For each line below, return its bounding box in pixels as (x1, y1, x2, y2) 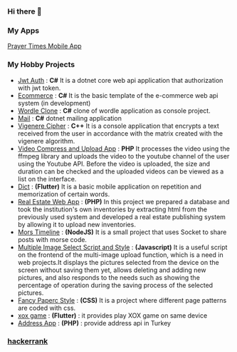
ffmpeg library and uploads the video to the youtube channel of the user (17, 151, 230, 160)
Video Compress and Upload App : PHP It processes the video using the (17, 144, 230, 153)
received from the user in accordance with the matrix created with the (17, 129, 223, 138)
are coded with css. (17, 303, 76, 312)
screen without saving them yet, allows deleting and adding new (17, 266, 206, 274)
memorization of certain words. (17, 189, 110, 198)
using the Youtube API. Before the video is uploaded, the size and (17, 159, 211, 168)
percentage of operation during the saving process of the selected (17, 281, 214, 289)
